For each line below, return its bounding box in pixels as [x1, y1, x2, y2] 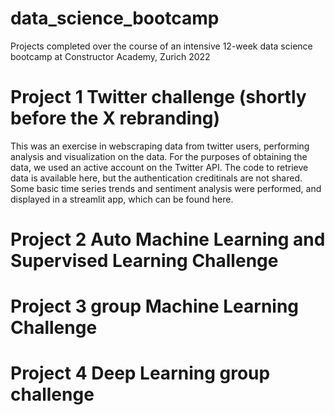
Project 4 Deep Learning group [10, 362, 271, 385]
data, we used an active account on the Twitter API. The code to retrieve [10, 161, 309, 173]
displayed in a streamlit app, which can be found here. [10, 193, 234, 205]
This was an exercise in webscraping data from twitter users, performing [10, 140, 310, 152]
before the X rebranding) [10, 107, 221, 130]
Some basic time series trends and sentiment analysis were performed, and [10, 182, 322, 194]
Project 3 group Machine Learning [10, 295, 300, 318]
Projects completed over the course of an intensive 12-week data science [10, 40, 313, 52]
